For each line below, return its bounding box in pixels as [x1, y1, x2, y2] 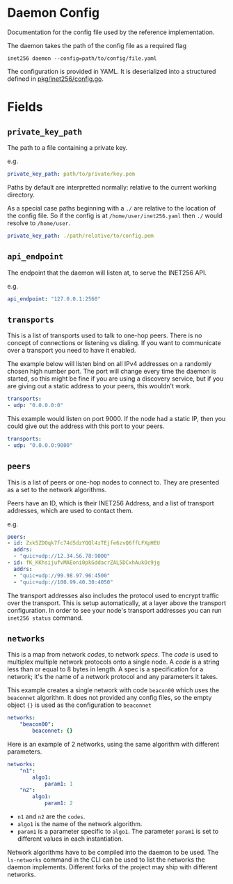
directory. [7, 190, 35, 199]
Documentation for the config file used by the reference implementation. [7, 28, 215, 36]
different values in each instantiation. [17, 835, 124, 843]
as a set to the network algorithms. [7, 485, 107, 494]
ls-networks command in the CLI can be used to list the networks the [7, 855, 205, 864]
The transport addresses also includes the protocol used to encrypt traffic [7, 591, 220, 600]
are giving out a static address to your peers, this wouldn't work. [7, 382, 192, 390]
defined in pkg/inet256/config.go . [7, 75, 104, 83]
